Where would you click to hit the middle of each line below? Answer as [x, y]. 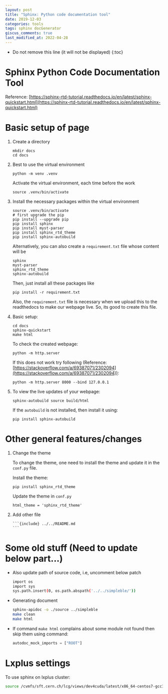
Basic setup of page [47, 128]
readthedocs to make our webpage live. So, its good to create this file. [85, 307]
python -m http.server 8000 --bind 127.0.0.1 [60, 382]
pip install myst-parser [38, 228]
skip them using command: [40, 634]
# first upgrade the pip [38, 215]
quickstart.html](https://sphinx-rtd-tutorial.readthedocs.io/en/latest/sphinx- [83, 102]
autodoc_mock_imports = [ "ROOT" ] [47, 643]
